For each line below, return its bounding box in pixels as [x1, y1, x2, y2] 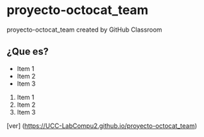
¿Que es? [6, 46, 49, 58]
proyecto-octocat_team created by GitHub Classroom [6, 25, 163, 34]
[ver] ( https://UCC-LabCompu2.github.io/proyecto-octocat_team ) [6, 122, 198, 130]
